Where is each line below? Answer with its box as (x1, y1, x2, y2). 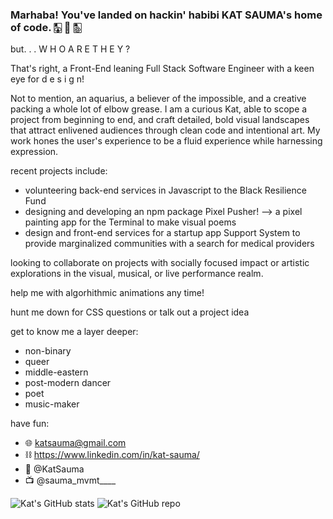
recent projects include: (10, 165, 108, 177)
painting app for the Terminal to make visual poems (24, 216, 237, 228)
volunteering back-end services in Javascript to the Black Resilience (24, 184, 307, 197)
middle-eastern (24, 366, 89, 378)
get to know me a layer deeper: (10, 326, 139, 338)
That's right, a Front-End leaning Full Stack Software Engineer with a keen (10, 63, 315, 75)
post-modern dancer (24, 377, 112, 389)
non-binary (24, 345, 72, 357)
